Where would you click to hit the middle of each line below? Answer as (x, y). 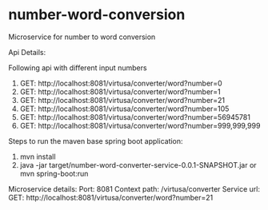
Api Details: (27, 52)
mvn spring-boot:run (54, 173)
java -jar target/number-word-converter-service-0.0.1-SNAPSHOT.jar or (138, 164)
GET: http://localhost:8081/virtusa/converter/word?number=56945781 (135, 117)
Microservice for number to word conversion (82, 37)
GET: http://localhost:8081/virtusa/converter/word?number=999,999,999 (140, 125)
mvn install (38, 157)
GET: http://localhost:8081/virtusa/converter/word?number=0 (121, 83)
